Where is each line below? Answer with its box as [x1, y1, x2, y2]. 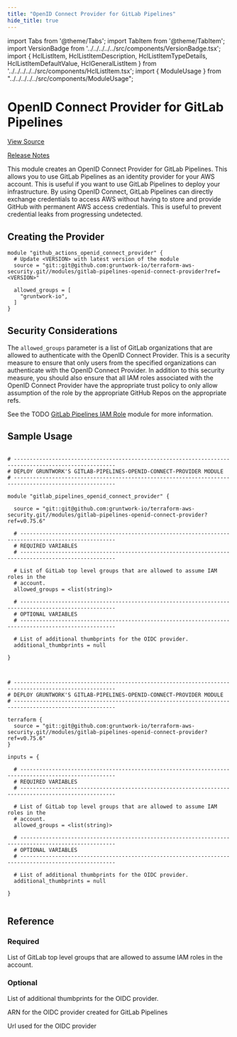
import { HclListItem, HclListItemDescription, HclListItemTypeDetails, [7, 51, 208, 60]
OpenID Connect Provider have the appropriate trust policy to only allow [7, 381, 218, 390]
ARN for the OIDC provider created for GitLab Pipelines [7, 1008, 168, 1016]
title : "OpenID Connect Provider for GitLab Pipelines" [7, 10, 176, 18]
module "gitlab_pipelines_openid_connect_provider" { [7, 492, 170, 500]
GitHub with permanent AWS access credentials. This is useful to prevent [7, 203, 222, 211]
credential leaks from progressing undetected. [7, 210, 143, 218]
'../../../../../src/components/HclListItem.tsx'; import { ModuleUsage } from [7, 67, 221, 75]
